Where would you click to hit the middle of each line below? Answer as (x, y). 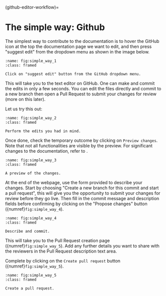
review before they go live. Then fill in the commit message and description (82, 198)
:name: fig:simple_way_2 (31, 118)
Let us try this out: (24, 109)
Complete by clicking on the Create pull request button (63, 261)
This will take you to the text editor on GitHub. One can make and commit (80, 83)
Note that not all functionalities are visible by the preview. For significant (79, 146)
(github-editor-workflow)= (32, 7)
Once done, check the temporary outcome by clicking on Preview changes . (82, 140)
